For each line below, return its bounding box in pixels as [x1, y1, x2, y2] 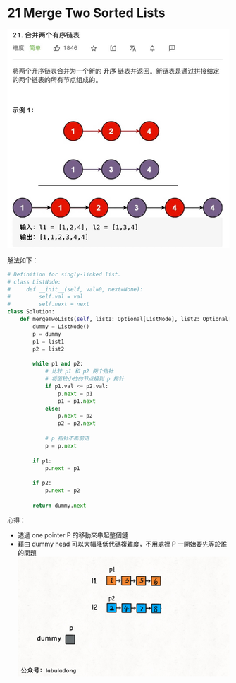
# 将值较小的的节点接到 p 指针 [44, 375, 125, 383]
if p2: [32, 479, 52, 487]
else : [44, 405, 61, 412]
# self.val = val [7, 293, 83, 300]
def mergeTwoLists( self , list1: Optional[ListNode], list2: [20, 316, 200, 323]
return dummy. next [32, 502, 87, 509]
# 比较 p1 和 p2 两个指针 [44, 368, 114, 375]
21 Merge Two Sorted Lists [7, 5, 166, 21]
